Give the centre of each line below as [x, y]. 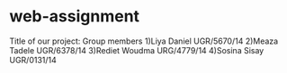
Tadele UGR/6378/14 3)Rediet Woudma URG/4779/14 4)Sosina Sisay [137, 50]
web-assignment [75, 16]
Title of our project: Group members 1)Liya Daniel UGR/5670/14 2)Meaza [144, 41]
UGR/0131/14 [33, 60]
